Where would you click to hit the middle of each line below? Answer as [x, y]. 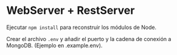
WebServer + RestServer [71, 11]
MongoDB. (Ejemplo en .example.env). [54, 45]
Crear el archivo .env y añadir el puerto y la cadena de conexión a [89, 39]
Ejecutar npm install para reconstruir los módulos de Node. [82, 27]
